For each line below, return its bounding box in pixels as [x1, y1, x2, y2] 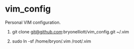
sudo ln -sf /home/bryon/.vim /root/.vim [12, 38, 91, 44]
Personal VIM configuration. [5, 19, 61, 25]
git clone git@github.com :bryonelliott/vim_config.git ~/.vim [12, 29, 129, 34]
